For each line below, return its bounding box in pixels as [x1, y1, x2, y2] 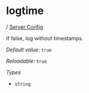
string [14, 81, 31, 87]
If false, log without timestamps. [6, 35, 84, 42]
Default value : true [6, 46, 52, 53]
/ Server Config [6, 23, 43, 30]
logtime [6, 4, 44, 18]
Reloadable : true [6, 57, 47, 64]
